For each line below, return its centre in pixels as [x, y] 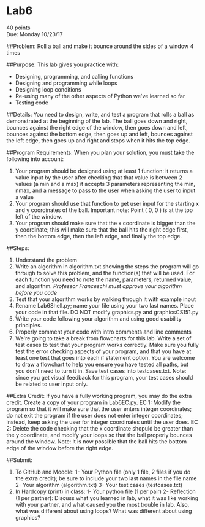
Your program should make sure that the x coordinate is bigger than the [105, 223]
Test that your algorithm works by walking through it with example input [106, 299]
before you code [36, 292]
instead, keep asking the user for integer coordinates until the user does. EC [102, 422]
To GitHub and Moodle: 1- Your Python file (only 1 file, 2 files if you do [103, 472]
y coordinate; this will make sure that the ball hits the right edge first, [102, 229]
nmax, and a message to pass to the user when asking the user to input [105, 190]
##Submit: [19, 460]
